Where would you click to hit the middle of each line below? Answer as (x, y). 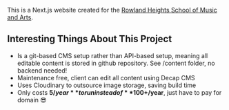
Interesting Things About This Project (90, 39)
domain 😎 (32, 100)
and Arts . (20, 17)
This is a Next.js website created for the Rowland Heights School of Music (112, 10)
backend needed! (42, 70)
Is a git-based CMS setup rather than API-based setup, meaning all (112, 55)
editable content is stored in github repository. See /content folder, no (116, 63)
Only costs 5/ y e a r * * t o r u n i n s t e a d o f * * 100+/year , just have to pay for (119, 92)
